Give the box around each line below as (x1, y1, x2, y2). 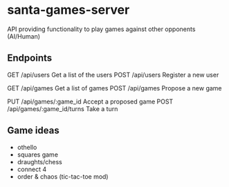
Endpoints (7, 52, 53, 64)
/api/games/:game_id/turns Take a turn (7, 104, 118, 112)
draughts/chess (17, 157, 62, 166)
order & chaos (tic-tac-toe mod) (17, 172, 109, 181)
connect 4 (17, 165, 47, 173)
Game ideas (7, 125, 60, 137)
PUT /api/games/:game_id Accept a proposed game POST (7, 97, 174, 106)
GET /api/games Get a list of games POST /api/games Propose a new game (7, 83, 223, 92)
